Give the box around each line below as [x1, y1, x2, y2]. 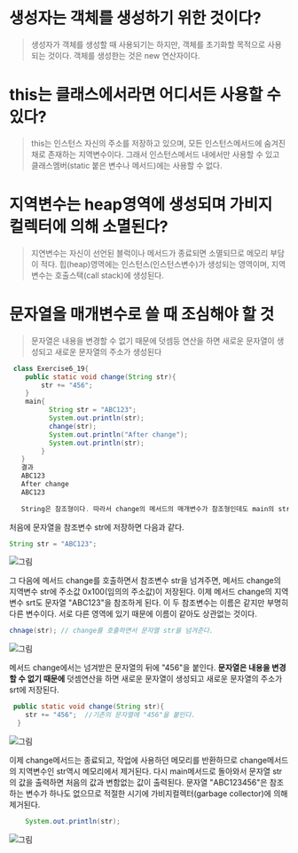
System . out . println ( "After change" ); [48, 430, 189, 439]
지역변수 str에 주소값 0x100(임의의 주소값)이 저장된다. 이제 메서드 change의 [9, 587, 272, 597]
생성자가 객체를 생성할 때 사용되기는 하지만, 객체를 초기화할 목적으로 [30, 39, 266, 50]
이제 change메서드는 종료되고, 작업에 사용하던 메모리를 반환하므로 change [9, 754, 268, 765]
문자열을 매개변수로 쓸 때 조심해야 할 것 [9, 304, 275, 324]
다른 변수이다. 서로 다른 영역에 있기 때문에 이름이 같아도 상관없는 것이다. [9, 609, 257, 620]
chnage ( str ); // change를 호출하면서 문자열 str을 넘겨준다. [9, 627, 214, 636]
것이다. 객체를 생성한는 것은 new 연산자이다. [47, 50, 200, 60]
